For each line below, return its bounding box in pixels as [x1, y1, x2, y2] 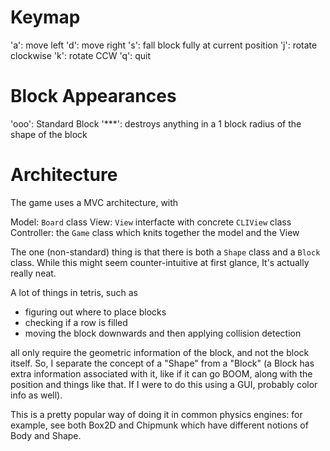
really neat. [10, 267, 57, 279]
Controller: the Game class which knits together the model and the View [10, 226, 300, 238]
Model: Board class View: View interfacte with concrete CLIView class [10, 216, 292, 228]
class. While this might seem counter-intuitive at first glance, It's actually [10, 256, 310, 268]
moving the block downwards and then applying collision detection [24, 327, 302, 339]
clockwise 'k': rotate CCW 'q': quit [10, 49, 152, 61]
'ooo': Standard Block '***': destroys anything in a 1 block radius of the [10, 117, 302, 130]
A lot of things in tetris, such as [10, 286, 138, 298]
